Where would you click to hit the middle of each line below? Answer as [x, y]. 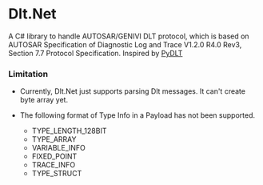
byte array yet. [44, 100]
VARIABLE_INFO [59, 148]
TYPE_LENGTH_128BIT [69, 131]
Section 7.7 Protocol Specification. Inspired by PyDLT [96, 53]
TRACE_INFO [54, 165]
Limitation [28, 74]
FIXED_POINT [54, 156]
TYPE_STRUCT [57, 174]
